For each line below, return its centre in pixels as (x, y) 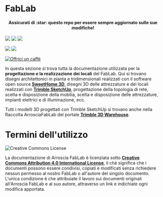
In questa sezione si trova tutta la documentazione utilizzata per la (72, 68)
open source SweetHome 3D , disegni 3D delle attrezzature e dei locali (77, 84)
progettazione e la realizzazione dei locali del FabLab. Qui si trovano (76, 74)
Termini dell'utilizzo (46, 135)
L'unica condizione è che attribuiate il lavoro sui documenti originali (74, 179)
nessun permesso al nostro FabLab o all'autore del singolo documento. (77, 173)
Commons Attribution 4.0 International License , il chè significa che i (76, 163)
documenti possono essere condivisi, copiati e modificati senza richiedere (81, 168)
